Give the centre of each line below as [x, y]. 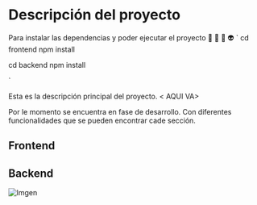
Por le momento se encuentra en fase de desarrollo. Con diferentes [120, 111]
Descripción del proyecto [95, 15]
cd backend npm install [47, 65]
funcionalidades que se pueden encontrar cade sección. [102, 120]
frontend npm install [41, 49]
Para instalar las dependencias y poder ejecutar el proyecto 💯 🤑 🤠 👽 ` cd [128, 37]
